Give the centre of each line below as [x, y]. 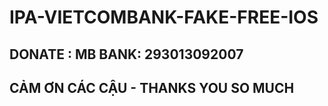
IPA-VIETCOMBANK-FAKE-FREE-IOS [164, 17]
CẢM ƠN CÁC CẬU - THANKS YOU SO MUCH [152, 87]
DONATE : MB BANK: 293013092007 [126, 54]
